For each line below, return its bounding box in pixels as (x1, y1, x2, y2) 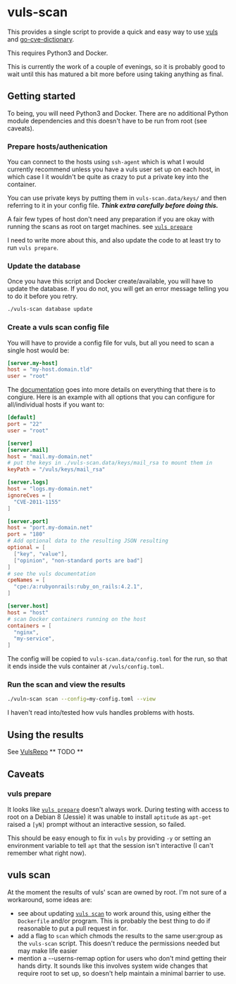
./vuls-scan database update (7, 306, 93, 313)
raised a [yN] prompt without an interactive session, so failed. (7, 820, 186, 828)
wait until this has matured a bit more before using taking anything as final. (7, 70, 224, 78)
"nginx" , (13, 629, 39, 636)
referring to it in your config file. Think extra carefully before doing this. (7, 202, 218, 210)
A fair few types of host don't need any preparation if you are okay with (7, 215, 215, 223)
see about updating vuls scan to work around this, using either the (17, 909, 211, 917)
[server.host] (7, 603, 49, 610)
